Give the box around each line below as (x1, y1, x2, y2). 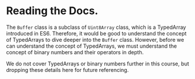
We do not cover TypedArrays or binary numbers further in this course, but (6, 60, 190, 67)
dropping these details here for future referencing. (6, 66, 129, 73)
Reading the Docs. (6, 4, 99, 18)
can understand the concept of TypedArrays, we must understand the (6, 42, 177, 50)
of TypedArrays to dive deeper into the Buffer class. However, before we (6, 36, 184, 43)
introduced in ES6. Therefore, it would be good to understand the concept (6, 29, 187, 37)
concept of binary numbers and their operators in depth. (6, 48, 144, 55)
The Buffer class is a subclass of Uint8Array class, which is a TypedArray (6, 24, 187, 31)
